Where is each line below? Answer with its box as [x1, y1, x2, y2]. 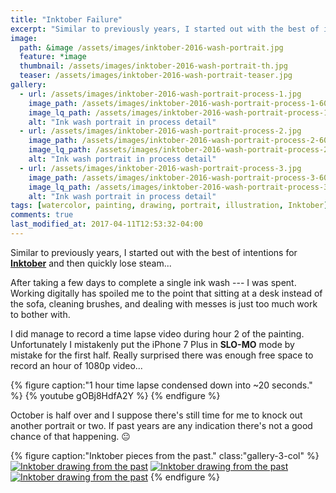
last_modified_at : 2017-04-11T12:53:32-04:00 [10, 219, 203, 230]
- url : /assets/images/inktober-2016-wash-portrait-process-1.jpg [19, 89, 302, 99]
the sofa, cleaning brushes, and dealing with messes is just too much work [10, 297, 318, 310]
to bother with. [10, 308, 71, 320]
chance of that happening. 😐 [10, 430, 131, 442]
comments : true [10, 210, 74, 220]
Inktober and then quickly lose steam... [10, 257, 172, 269]
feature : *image [19, 52, 87, 62]
